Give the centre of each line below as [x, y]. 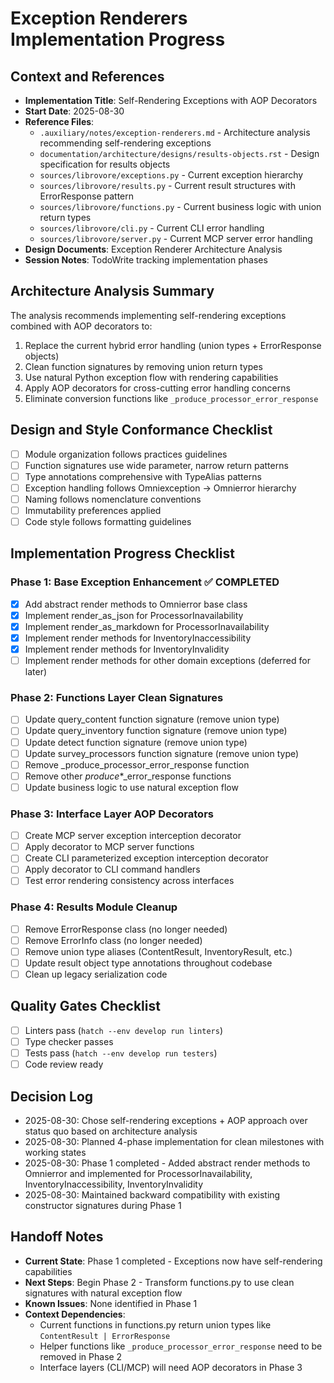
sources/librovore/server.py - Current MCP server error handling [176, 238]
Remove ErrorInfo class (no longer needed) [113, 940]
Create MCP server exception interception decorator [133, 836]
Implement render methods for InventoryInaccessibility [138, 638]
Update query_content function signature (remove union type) [152, 719]
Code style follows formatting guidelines [108, 521]
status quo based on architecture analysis [111, 1131]
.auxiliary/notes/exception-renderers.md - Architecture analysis [175, 132]
